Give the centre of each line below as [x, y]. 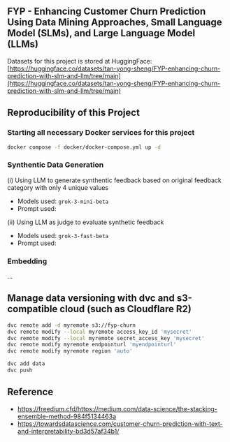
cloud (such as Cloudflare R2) [125, 309]
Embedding [27, 261]
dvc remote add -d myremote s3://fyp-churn [72, 325]
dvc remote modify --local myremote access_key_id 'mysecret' [100, 332]
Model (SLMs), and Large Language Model [101, 33]
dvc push [20, 370]
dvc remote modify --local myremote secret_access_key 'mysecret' [106, 338]
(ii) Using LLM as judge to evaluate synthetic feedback [86, 222]
